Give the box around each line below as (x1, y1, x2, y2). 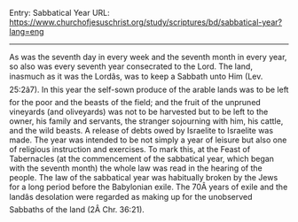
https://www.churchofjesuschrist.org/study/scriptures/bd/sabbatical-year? (9, 17, 282, 27)
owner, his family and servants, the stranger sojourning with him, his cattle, (9, 116, 284, 126)
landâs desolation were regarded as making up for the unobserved (9, 192, 253, 202)
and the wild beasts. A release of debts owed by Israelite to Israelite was (9, 126, 273, 135)
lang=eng (9, 27, 44, 36)
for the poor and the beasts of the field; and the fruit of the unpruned (9, 97, 262, 107)
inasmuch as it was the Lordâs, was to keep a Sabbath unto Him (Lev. (9, 71, 263, 81)
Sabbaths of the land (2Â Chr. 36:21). (9, 204, 145, 215)
